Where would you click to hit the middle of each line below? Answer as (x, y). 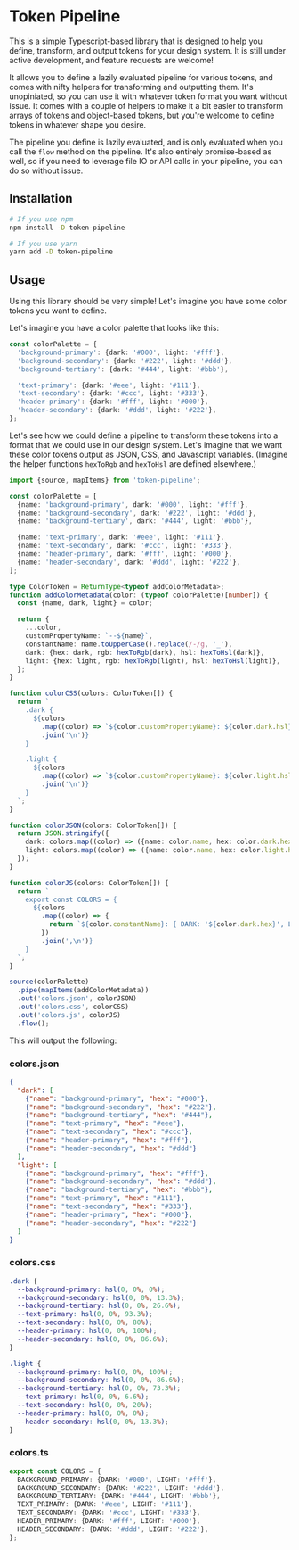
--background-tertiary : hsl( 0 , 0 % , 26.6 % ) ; (99, 1306)
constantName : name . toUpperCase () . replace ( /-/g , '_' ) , (129, 644)
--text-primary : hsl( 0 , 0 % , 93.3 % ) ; (85, 1314)
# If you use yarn (43, 244)
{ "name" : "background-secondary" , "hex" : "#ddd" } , (121, 1181)
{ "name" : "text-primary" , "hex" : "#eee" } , (105, 1123)
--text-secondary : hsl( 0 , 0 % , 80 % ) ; (85, 1322)
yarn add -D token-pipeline (61, 252)
